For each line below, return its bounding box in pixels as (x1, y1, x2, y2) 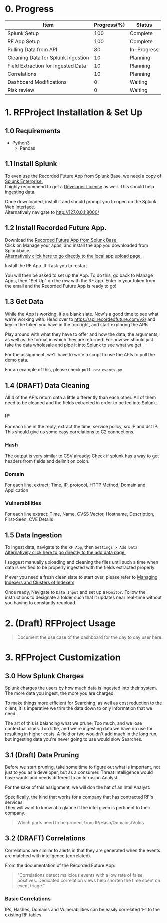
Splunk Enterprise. (5, 178, 43, 184)
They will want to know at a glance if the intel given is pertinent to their (5, 804, 151, 810)
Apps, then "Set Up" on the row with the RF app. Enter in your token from (5, 277, 156, 283)
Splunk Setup (7, 30, 39, 37)
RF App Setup (7, 38, 40, 45)
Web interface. (5, 204, 36, 210)
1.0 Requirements (5, 126, 61, 135)
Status (136, 21, 152, 28)
